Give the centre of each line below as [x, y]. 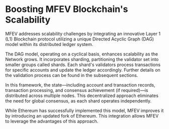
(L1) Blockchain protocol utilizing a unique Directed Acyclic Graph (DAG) [80, 39]
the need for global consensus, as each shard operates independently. [78, 100]
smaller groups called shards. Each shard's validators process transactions [83, 64]
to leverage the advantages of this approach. [52, 121]
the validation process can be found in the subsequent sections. [72, 75]
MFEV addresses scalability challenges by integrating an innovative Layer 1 [83, 33]
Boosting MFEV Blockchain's [67, 9]
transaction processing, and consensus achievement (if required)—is [77, 90]
